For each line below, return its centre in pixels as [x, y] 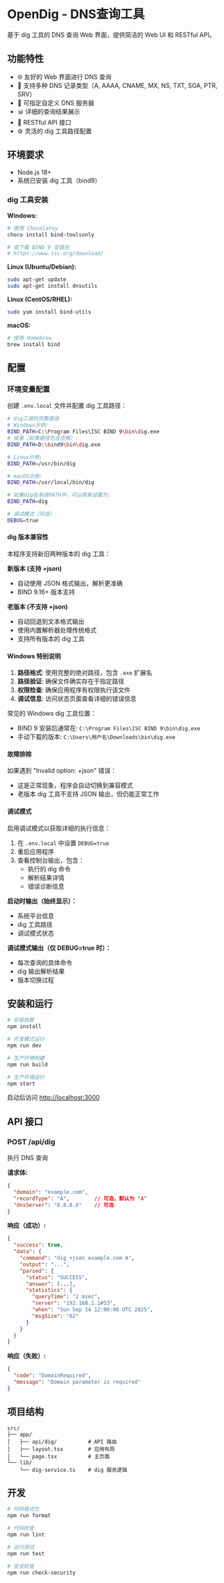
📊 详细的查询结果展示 [49, 111]
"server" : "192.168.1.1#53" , [74, 1303]
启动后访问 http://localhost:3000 [54, 1097]
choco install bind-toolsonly [51, 234]
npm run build [28, 1064]
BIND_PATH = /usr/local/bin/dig [51, 483]
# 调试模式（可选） [31, 514]
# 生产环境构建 [26, 1058]
